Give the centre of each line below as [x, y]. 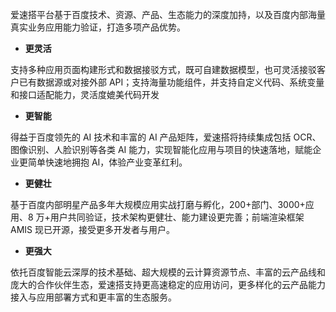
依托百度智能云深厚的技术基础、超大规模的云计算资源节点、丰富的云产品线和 [168, 272]
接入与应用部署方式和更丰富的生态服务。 [93, 297]
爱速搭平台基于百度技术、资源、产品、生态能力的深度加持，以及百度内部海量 [168, 14]
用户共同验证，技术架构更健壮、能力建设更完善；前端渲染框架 [177, 217]
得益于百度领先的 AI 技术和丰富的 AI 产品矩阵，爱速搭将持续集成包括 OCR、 [166, 137]
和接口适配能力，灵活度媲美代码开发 [85, 94]
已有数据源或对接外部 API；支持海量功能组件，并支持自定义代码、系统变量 [171, 82]
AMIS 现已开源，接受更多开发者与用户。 [92, 229]
